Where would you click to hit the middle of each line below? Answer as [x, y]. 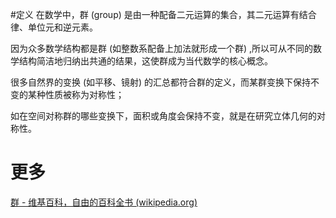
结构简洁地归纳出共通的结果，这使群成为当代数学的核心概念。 [145, 61]
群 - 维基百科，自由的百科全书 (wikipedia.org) [104, 202]
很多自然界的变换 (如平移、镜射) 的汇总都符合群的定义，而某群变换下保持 [161, 82]
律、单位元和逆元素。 [54, 27]
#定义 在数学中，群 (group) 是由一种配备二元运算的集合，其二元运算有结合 [163, 14]
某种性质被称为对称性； [76, 94]
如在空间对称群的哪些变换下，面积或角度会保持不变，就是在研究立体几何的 [163, 116]
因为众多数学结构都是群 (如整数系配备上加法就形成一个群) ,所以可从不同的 [162, 48]
